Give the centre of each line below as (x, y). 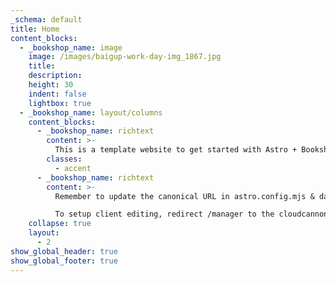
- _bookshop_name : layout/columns (91, 112)
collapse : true (60, 224)
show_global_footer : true (64, 261)
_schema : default (46, 19)
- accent (73, 168)
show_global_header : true (64, 251)
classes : (64, 159)
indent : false (57, 94)
